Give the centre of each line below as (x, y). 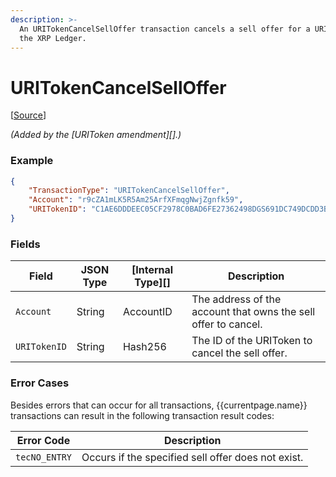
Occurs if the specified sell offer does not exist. (192, 457)
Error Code (43, 440)
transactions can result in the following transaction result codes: (142, 415)
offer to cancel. (227, 324)
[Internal (152, 270)
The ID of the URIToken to (252, 341)
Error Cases (40, 383)
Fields (25, 244)
